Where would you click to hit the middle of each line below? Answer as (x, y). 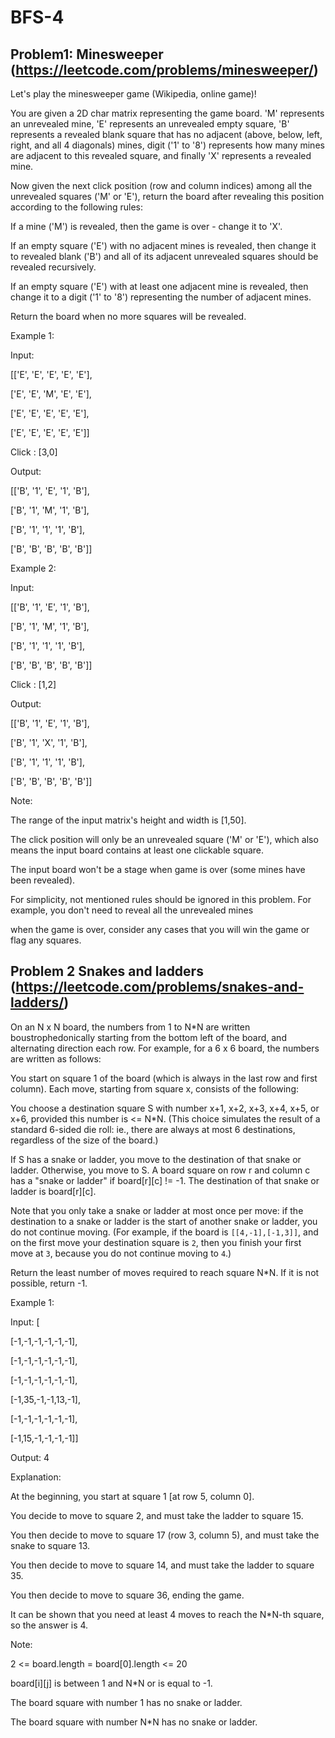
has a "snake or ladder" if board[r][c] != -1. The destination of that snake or (165, 1180)
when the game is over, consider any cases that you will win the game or (160, 929)
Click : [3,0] (34, 452)
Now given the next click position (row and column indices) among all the (161, 185)
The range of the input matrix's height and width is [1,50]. (128, 820)
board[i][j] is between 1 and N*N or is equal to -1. (111, 1683)
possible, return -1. (49, 1283)
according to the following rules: (77, 207)
